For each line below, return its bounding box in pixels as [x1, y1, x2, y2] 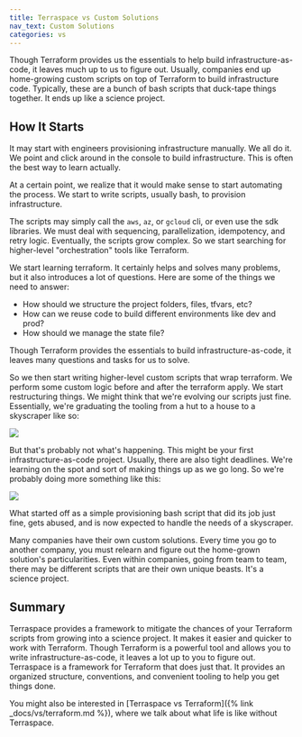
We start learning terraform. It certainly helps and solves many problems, [9, 262, 281, 273]
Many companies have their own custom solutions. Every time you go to [9, 535, 277, 546]
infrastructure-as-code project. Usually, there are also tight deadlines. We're [9, 454, 293, 465]
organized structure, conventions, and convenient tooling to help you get [9, 671, 279, 681]
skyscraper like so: [9, 411, 79, 422]
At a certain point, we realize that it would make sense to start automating [9, 179, 282, 190]
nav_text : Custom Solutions [9, 22, 115, 31]
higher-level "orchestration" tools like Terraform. [9, 245, 189, 256]
